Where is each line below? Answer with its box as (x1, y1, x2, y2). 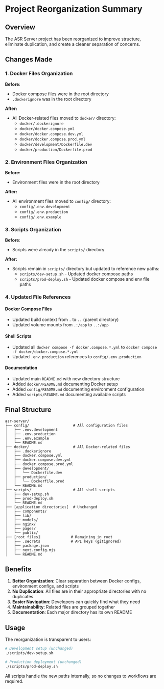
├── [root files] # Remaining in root (5, 534, 113, 539)
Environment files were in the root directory (12, 179, 100, 185)
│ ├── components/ (5, 509, 47, 514)
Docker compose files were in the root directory (12, 91, 109, 97)
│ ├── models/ (5, 517, 38, 522)
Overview (5, 23, 36, 31)
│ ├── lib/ (5, 513, 32, 518)
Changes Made (5, 55, 52, 64)
